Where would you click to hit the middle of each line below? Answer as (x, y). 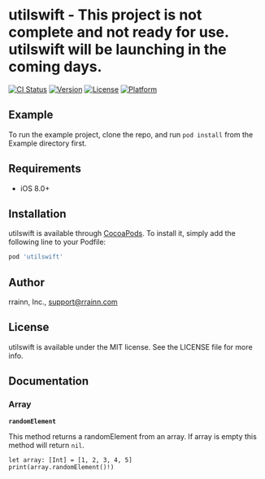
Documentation (49, 381)
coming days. (55, 67)
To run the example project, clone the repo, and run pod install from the (131, 134)
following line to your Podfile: (57, 242)
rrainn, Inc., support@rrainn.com (63, 302)
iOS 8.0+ (35, 188)
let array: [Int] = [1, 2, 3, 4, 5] (70, 460)
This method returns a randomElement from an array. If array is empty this (133, 436)
